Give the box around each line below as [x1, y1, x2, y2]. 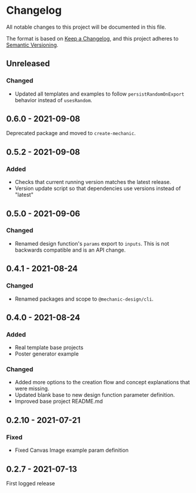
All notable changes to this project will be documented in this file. [6, 23, 167, 30]
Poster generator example [14, 350, 79, 357]
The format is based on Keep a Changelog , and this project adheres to [6, 35, 179, 42]
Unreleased [6, 59, 51, 69]
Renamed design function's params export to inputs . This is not [14, 240, 170, 247]
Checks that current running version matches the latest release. [14, 179, 172, 186]
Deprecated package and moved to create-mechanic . [6, 130, 136, 137]
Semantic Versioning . [6, 41, 58, 48]
